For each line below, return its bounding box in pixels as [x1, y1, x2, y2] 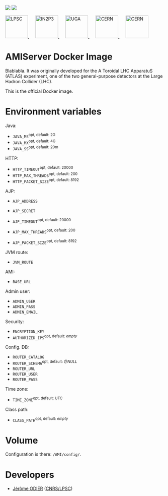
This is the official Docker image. [5, 88, 73, 94]
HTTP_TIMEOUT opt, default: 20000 [12, 165, 73, 172]
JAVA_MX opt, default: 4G [12, 139, 56, 146]
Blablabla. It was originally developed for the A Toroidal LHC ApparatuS [5, 68, 153, 74]
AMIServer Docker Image [5, 51, 113, 63]
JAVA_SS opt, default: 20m [12, 145, 59, 151]
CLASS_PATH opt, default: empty [12, 416, 68, 423]
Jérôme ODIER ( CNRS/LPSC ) [12, 485, 73, 491]
